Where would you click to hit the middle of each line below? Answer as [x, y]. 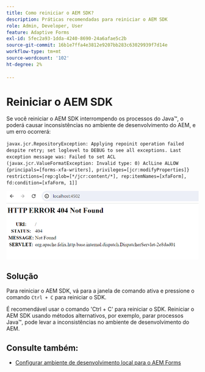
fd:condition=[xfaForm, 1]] [42, 183]
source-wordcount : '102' [38, 58]
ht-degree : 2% [24, 64]
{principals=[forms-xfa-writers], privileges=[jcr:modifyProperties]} [98, 170]
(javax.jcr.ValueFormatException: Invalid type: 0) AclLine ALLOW [92, 164]
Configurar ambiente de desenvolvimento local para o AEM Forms [98, 363]
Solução [22, 276]
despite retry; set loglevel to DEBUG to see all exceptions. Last [94, 151]
